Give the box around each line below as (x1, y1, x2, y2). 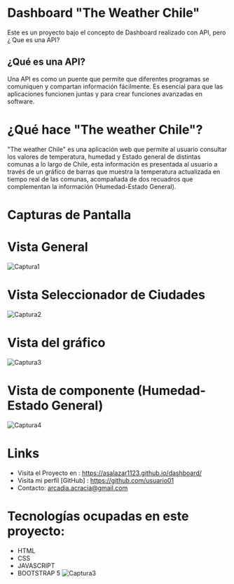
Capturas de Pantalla (7, 207, 132, 223)
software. (7, 97, 35, 105)
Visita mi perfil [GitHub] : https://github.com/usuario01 (17, 476, 174, 484)
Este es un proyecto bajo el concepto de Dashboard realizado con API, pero (7, 28, 226, 37)
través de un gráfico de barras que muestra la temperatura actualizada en (7, 167, 221, 176)
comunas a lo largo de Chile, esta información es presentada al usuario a (7, 160, 218, 168)
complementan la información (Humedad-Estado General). (7, 182, 177, 190)
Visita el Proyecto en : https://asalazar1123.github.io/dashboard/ (17, 469, 202, 477)
